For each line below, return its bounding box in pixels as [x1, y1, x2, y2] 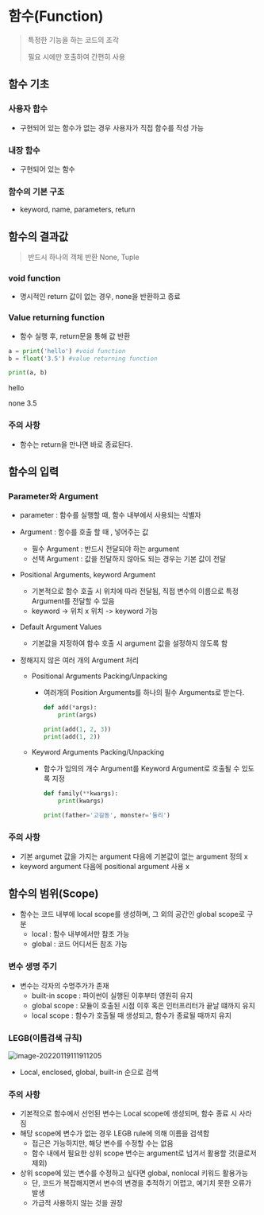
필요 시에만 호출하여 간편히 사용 [27, 52, 125, 61]
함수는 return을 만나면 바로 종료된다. [19, 439, 133, 449]
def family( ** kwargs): [43, 789, 119, 798]
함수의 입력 [8, 464, 59, 478]
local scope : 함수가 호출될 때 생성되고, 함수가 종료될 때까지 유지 [31, 1011, 232, 1020]
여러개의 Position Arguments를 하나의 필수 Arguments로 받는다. [43, 688, 245, 697]
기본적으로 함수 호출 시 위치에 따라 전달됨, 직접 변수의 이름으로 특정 [31, 586, 239, 596]
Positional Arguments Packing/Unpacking [31, 671, 168, 681]
